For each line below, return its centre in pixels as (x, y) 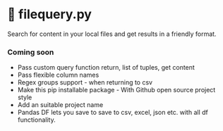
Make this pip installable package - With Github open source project (116, 90)
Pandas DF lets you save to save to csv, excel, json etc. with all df (113, 113)
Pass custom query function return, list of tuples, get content (106, 68)
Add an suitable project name (60, 105)
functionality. (36, 120)
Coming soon (31, 52)
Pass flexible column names (58, 75)
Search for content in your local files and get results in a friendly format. (112, 34)
